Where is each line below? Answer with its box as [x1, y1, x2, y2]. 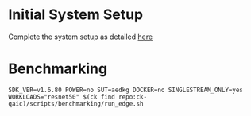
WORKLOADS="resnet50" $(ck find [8, 93, 115, 101]
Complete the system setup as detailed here [8, 32, 153, 41]
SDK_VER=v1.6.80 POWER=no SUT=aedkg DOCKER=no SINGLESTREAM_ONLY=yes [8, 86, 244, 94]
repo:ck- [118, 93, 148, 101]
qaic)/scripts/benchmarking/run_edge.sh [8, 99, 145, 108]
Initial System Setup [8, 6, 144, 24]
